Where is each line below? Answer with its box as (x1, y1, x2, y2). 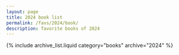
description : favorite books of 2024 (6, 25, 100, 32)
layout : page (6, 8, 39, 15)
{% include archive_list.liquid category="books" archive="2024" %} (6, 42, 174, 49)
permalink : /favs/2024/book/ (6, 20, 79, 26)
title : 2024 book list (6, 14, 63, 20)
